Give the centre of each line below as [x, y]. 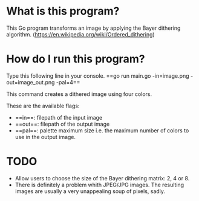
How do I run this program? [76, 59]
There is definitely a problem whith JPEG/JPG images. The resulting [99, 185]
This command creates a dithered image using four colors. [79, 94]
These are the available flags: [43, 106]
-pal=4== [68, 82]
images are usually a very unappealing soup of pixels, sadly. [90, 191]
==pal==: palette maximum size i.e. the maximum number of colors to [102, 130]
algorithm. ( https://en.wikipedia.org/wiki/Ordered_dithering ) [81, 34]
